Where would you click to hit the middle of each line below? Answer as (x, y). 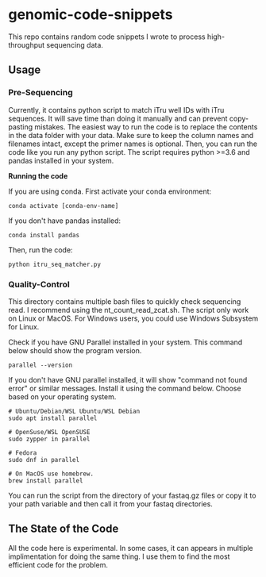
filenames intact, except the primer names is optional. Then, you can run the (133, 144)
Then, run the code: (40, 250)
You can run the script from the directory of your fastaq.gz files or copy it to (132, 495)
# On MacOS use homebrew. (51, 474)
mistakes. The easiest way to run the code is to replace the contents (146, 127)
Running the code (38, 175)
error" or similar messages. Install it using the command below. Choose (125, 388)
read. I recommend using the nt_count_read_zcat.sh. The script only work (129, 310)
